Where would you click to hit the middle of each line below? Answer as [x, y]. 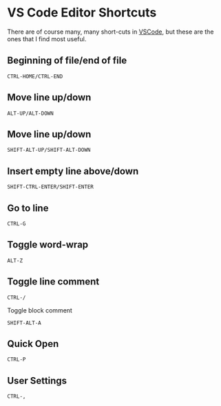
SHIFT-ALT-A [24, 323]
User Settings [37, 380]
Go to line [28, 208]
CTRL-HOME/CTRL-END [35, 76]
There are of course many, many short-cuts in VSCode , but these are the [110, 32]
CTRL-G [17, 224]
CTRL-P [17, 360]
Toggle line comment [53, 282]
